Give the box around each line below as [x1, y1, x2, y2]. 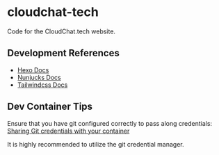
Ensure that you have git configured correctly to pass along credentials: [7, 119, 213, 127]
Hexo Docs [17, 65, 49, 74]
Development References [7, 47, 120, 59]
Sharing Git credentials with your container [7, 127, 130, 135]
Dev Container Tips [7, 101, 92, 113]
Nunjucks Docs [17, 73, 61, 81]
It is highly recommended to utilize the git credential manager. [7, 140, 184, 148]
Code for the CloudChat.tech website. [7, 27, 116, 35]
